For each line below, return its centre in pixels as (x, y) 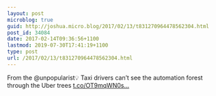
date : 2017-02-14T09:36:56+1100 (53, 39)
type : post (23, 52)
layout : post (26, 13)
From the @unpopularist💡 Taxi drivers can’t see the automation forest (105, 77)
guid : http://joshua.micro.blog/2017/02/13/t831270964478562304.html (108, 26)
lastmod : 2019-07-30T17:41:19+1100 (58, 45)
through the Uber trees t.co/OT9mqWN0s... (68, 85)
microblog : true (30, 20)
